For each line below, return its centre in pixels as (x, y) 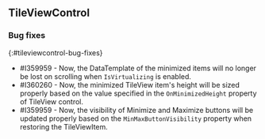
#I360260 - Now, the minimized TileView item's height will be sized (130, 85)
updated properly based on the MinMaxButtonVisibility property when (136, 118)
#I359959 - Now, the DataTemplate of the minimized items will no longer (138, 68)
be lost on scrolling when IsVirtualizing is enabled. (106, 76)
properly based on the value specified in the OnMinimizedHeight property (138, 93)
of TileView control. (52, 101)
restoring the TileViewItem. (64, 126)
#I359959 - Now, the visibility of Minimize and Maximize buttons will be (136, 110)
